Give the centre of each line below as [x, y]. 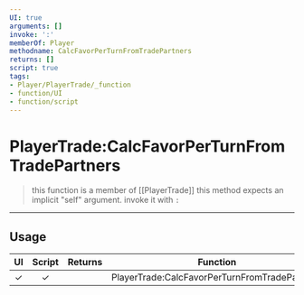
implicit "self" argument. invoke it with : [105, 200]
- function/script [44, 101]
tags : [19, 77]
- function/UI [36, 93]
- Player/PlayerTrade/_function [70, 85]
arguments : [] [36, 26]
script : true [34, 69]
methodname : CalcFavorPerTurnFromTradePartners [101, 51]
